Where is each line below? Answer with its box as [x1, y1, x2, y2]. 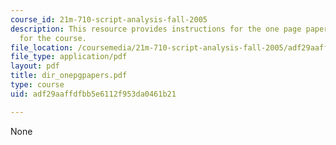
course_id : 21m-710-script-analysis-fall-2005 [10, 14, 208, 25]
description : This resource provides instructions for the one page [10, 24, 302, 34]
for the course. [19, 33, 87, 43]
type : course [10, 80, 65, 90]
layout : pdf [10, 61, 60, 71]
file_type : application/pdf [10, 52, 128, 62]
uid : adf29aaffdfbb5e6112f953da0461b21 [10, 89, 177, 99]
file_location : [10, 42, 74, 53]
